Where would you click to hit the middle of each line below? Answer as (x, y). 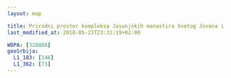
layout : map (24, 13)
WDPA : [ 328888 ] (29, 45)
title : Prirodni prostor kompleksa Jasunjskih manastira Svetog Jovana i (116, 26)
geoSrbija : (23, 51)
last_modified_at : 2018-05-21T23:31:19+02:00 (74, 32)
